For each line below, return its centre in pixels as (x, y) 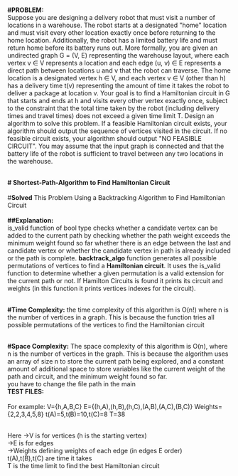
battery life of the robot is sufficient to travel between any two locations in (115, 154)
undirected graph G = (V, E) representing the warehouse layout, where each (118, 55)
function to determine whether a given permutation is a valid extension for (116, 273)
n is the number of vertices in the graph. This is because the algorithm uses (118, 354)
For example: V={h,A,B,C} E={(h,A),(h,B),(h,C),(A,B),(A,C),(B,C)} (100, 407)
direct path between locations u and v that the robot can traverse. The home (119, 70)
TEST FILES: (26, 391)
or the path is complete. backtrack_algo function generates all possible (112, 258)
